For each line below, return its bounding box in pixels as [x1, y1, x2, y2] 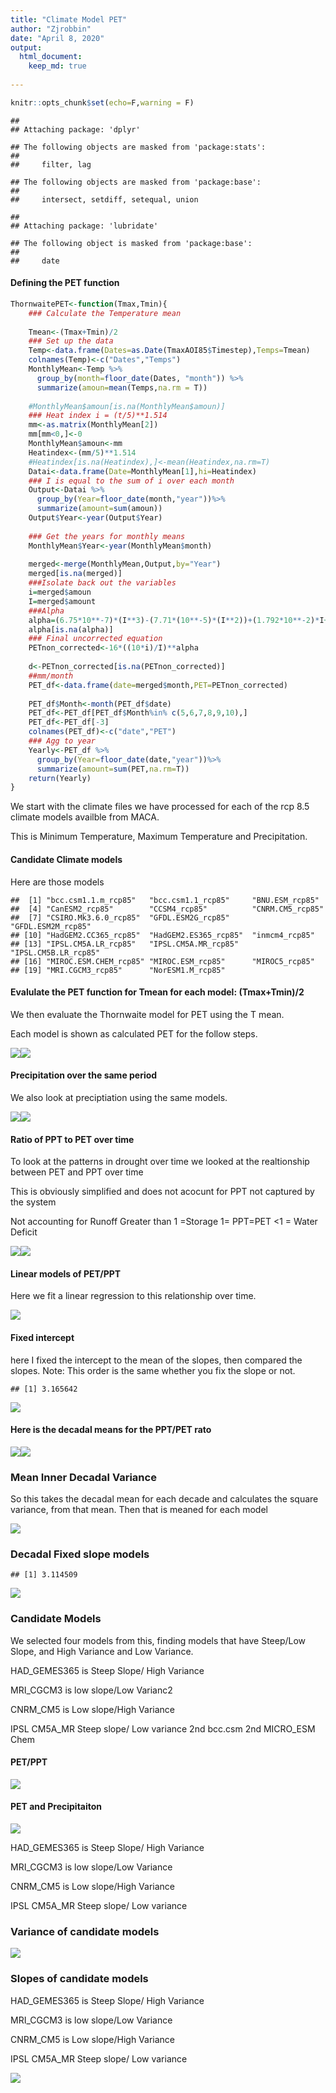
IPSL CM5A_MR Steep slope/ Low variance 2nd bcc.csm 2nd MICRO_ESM [10, 1722, 316, 1735]
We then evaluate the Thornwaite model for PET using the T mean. [10, 1008, 285, 1020]
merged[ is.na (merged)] [28, 569, 123, 579]
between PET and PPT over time [10, 1166, 144, 1178]
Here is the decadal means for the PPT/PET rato [10, 1424, 212, 1436]
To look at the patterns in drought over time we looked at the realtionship [10, 1156, 310, 1168]
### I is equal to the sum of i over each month [28, 476, 235, 486]
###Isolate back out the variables [28, 578, 177, 588]
